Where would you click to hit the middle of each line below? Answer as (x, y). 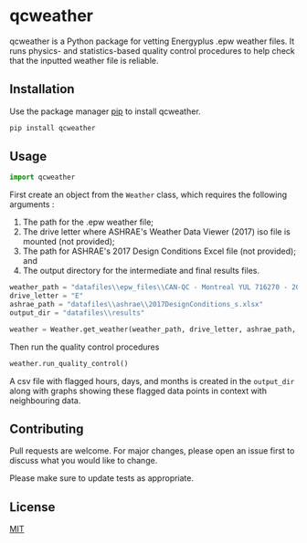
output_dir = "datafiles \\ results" (77, 313)
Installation (42, 89)
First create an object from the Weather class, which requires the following (148, 195)
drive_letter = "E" (47, 296)
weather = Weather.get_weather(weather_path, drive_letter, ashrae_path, (153, 329)
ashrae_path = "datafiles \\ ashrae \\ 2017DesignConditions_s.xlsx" (136, 305)
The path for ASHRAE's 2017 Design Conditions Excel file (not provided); (159, 251)
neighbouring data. (45, 400)
